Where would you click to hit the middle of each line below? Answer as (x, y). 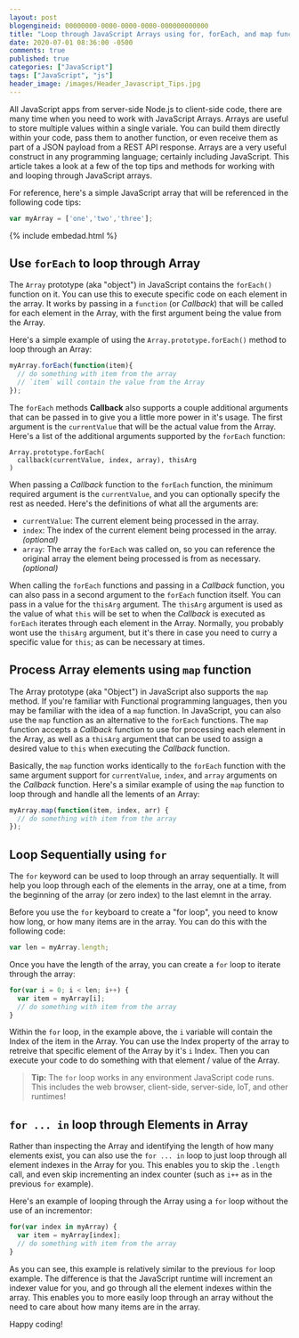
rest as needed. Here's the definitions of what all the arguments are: (134, 503)
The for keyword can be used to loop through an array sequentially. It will (144, 876)
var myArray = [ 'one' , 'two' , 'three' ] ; (81, 218)
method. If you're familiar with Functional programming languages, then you (148, 701)
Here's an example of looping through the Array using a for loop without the (149, 1201)
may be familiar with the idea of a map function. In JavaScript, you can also (145, 710)
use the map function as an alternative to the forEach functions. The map (139, 720)
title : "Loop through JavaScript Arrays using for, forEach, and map (141, 34)
